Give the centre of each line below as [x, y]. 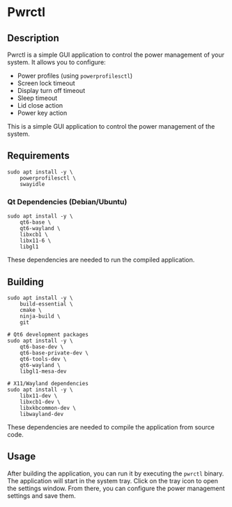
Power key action [42, 113]
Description [33, 38]
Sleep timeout [37, 98]
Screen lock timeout [46, 83]
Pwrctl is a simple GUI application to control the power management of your [116, 55]
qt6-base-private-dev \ [54, 353]
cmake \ [31, 310]
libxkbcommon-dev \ [48, 408]
